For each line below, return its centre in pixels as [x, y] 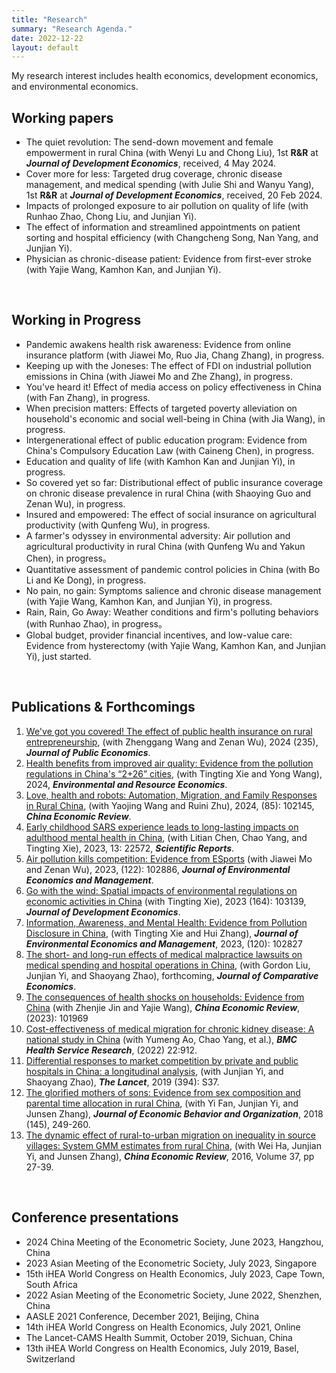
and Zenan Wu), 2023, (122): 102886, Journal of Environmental [158, 869]
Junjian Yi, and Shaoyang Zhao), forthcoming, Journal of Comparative [172, 975]
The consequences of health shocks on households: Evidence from [165, 997]
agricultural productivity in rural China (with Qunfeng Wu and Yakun [165, 546]
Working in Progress [76, 320]
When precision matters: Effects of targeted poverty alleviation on [161, 408]
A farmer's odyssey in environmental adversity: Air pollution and [158, 535]
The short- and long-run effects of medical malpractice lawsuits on [164, 954]
